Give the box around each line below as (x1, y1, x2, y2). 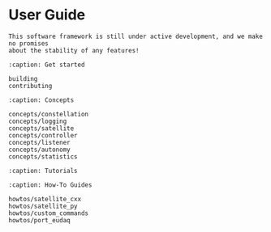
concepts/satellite (8, 124, 75, 133)
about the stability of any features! (8, 46, 140, 54)
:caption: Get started (8, 61, 85, 69)
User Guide (8, 6, 86, 24)
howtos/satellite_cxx (8, 195, 82, 203)
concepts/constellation (8, 110, 89, 118)
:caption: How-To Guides (8, 180, 92, 189)
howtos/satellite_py (8, 202, 79, 210)
